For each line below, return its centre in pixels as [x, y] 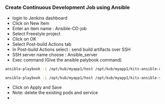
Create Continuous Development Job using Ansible [68, 7]
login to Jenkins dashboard [40, 18]
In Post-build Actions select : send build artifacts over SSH [71, 50]
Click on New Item [31, 23]
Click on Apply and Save [37, 87]
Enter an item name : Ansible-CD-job [49, 29]
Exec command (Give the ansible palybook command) [67, 60]
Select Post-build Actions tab [42, 44]
